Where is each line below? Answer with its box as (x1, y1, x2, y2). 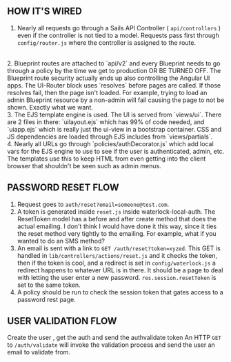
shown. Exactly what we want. (7, 103, 93, 111)
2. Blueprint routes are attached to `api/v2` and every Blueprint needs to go (7, 59, 221, 68)
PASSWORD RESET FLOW (7, 182, 119, 194)
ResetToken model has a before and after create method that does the (17, 214, 217, 223)
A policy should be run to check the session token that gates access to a (17, 288, 224, 296)
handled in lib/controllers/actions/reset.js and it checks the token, (17, 251, 218, 259)
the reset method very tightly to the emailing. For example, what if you (17, 229, 217, 237)
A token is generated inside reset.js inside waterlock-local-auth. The (17, 207, 216, 216)
